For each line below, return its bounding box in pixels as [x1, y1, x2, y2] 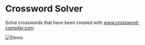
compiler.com [5, 24, 34, 30]
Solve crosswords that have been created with [5, 19, 103, 25]
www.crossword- [103, 19, 140, 25]
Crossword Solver [5, 3, 83, 14]
